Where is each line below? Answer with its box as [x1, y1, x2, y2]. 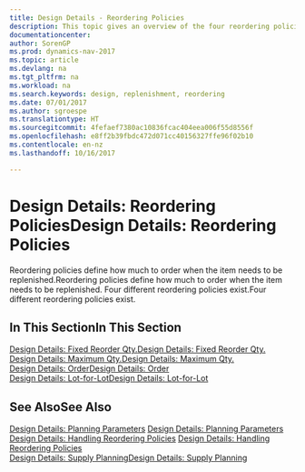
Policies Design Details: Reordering [9, 215, 277, 236]
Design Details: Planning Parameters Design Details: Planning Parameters [9, 424, 284, 435]
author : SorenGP [9, 38, 71, 48]
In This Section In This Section [9, 319, 182, 335]
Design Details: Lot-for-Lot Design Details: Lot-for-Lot [9, 373, 209, 384]
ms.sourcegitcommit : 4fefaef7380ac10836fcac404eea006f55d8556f [9, 124, 254, 133]
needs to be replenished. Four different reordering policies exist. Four [9, 284, 267, 295]
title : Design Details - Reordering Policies [9, 13, 184, 23]
